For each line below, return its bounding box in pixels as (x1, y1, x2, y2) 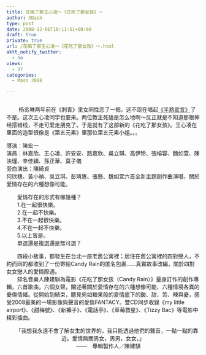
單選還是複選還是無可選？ (17, 240, 82, 247)
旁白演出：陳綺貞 (6, 165, 50, 173)
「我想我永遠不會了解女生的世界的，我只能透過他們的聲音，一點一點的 (18, 327, 193, 335)
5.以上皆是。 (17, 232, 49, 240)
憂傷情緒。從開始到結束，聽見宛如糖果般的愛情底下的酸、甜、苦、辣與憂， (6, 291, 194, 298)
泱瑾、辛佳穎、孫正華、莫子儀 (6, 157, 82, 165)
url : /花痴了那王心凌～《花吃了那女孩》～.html (6, 44, 115, 50)
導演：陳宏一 (6, 142, 39, 149)
